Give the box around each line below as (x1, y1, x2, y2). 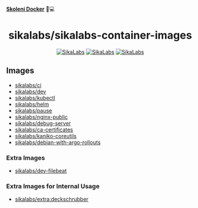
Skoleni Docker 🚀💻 (6, 5, 55, 13)
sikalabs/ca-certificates (14, 126, 73, 133)
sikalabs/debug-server (14, 120, 72, 127)
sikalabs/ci (14, 81, 42, 88)
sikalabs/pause (14, 107, 52, 114)
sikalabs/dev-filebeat (14, 167, 67, 175)
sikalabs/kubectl (14, 94, 55, 101)
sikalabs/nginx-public (14, 113, 68, 120)
